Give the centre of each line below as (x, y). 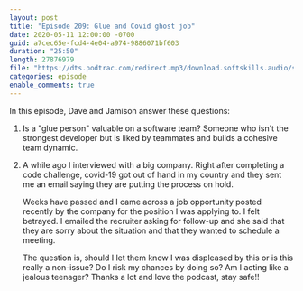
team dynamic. (50, 147)
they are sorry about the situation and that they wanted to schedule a (151, 230)
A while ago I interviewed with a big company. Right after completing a (153, 164)
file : (19, 69)
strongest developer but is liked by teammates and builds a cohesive (150, 137)
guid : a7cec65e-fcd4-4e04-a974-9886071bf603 (94, 43)
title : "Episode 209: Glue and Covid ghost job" (102, 26)
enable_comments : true (52, 85)
